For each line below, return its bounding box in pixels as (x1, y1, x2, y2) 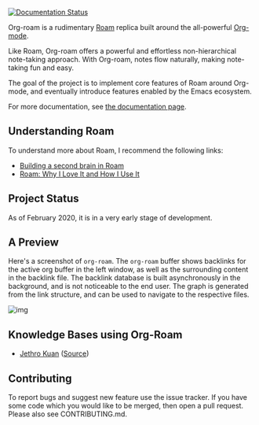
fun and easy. (30, 63, 75, 72)
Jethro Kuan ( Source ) (19, 349, 89, 358)
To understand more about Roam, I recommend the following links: (8, 146, 224, 155)
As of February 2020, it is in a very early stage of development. (8, 213, 213, 222)
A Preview (8, 236, 59, 249)
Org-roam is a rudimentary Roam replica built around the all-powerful (8, 23, 232, 31)
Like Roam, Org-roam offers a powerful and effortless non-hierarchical (8, 46, 237, 55)
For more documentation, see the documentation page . (8, 102, 187, 111)
